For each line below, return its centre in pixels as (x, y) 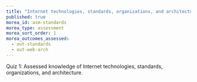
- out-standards (31, 45)
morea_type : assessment (35, 28)
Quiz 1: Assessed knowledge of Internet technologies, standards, (84, 66)
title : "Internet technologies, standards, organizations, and (85, 11)
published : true (26, 17)
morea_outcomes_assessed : (38, 39)
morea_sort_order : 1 (31, 33)
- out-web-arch (30, 50)
